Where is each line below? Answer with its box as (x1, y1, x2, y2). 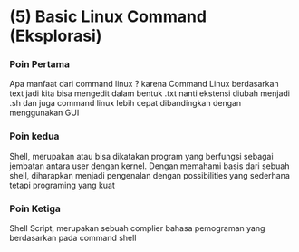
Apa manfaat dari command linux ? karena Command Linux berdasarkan (9, 79, 279, 90)
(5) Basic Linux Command (9, 6, 207, 27)
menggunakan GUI (9, 107, 80, 119)
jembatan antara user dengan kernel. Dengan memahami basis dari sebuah (9, 160, 290, 171)
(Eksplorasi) (9, 25, 102, 46)
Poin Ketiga (9, 202, 62, 215)
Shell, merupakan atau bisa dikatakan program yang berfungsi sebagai (9, 150, 274, 161)
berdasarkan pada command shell (9, 233, 137, 244)
